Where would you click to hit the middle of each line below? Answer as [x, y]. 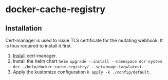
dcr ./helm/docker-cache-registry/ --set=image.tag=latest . [78, 66]
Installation [24, 28]
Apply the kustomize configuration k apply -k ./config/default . [81, 72]
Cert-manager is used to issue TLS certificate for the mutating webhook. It [84, 40]
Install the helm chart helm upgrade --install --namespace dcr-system [87, 61]
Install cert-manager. [35, 56]
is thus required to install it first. [39, 46]
